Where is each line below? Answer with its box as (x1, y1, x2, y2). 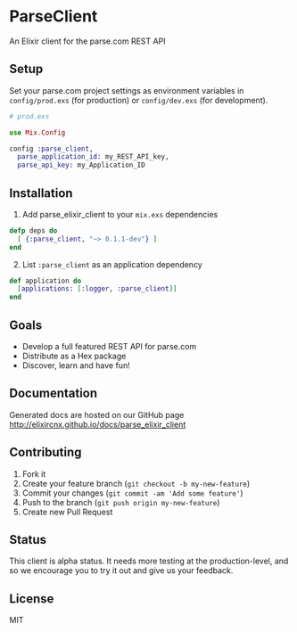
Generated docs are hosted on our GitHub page (9, 409, 185, 420)
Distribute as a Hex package (21, 350, 127, 361)
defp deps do (9, 226, 58, 235)
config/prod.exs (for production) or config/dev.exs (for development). (9, 94, 268, 105)
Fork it (21, 468, 46, 479)
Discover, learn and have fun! (21, 360, 131, 371)
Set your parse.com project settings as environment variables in (9, 85, 244, 95)
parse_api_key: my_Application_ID (17, 160, 145, 170)
